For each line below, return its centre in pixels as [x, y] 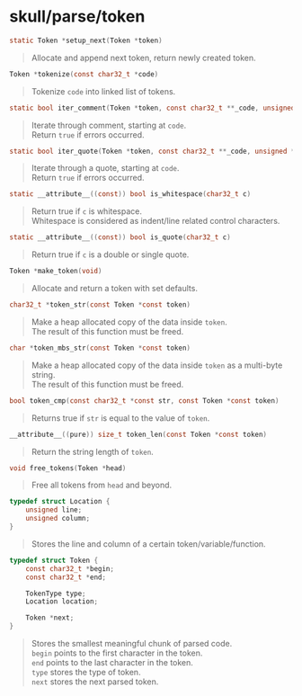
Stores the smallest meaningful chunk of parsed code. [132, 644]
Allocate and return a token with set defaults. [114, 289]
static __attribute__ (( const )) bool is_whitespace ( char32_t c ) [130, 194]
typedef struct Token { [54, 560]
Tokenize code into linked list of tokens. [103, 91]
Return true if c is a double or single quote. [110, 254]
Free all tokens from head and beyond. [102, 485]
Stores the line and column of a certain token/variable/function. [149, 544]
